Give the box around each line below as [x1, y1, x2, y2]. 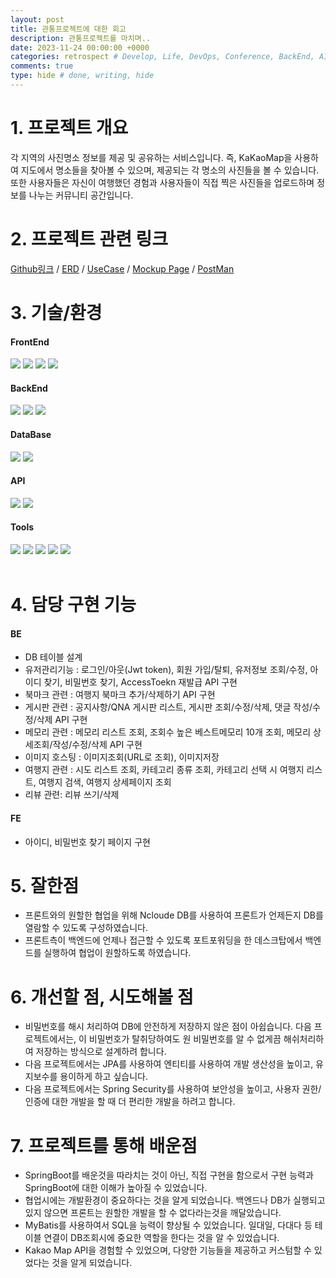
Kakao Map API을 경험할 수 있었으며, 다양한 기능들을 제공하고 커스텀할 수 [24, 1244, 312, 1256]
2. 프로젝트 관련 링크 [10, 228, 169, 250]
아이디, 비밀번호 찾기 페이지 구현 [24, 836, 151, 848]
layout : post [10, 14, 65, 25]
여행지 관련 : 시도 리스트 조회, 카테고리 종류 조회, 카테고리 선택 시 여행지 [24, 764, 305, 776]
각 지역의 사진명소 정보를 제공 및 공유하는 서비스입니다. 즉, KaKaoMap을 [10, 151, 293, 163]
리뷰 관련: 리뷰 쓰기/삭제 [24, 789, 120, 801]
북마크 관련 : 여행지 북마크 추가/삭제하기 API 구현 [24, 689, 216, 701]
